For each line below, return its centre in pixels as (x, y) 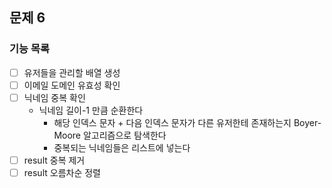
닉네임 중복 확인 (54, 97)
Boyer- (307, 122)
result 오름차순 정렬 (62, 172)
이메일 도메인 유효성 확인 (72, 85)
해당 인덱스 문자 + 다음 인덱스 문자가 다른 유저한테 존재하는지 (172, 122)
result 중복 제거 (54, 160)
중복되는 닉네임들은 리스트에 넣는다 (122, 147)
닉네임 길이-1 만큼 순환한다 (91, 110)
